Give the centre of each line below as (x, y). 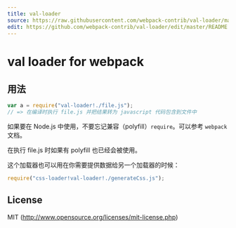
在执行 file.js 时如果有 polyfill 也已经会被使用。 (74, 150)
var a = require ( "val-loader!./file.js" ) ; (70, 106)
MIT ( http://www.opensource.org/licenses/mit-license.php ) (93, 217)
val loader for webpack (76, 61)
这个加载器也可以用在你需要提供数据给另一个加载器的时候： (93, 165)
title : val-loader (34, 14)
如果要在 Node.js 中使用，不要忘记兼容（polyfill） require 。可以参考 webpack (117, 126)
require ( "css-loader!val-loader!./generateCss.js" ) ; (86, 179)
